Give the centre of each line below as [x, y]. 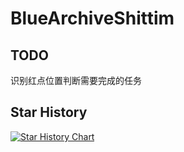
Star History [49, 112]
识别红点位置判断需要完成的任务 [76, 80]
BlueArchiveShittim [92, 18]
